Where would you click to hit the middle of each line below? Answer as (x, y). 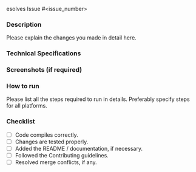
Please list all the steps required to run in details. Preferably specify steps (98, 99)
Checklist (21, 122)
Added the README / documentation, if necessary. (79, 148)
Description (24, 24)
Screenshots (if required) (44, 70)
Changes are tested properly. (52, 142)
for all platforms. (27, 106)
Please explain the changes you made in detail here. (71, 38)
